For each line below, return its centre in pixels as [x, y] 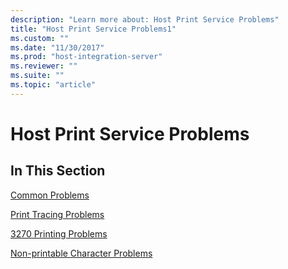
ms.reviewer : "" [44, 66]
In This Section [58, 171]
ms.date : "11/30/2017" [57, 47]
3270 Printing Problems [59, 233]
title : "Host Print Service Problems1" [93, 29]
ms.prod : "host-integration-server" [86, 57]
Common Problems [50, 195]
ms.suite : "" [37, 76]
